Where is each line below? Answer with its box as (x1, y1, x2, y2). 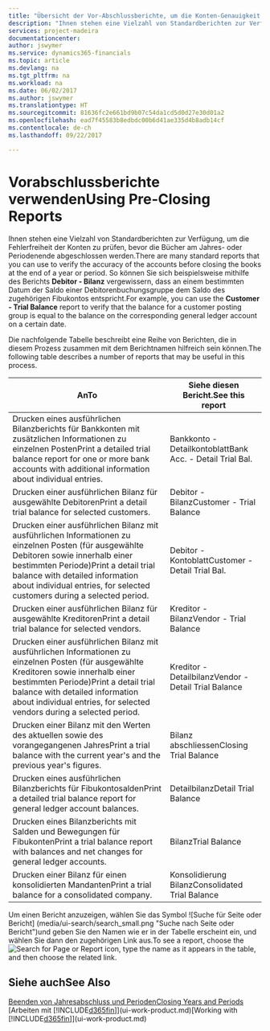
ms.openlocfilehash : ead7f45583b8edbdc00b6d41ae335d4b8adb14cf (8, 117, 225, 125)
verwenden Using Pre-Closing (8, 190, 211, 208)
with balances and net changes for (12, 845, 143, 857)
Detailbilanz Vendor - (170, 671, 249, 682)
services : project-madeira (8, 27, 99, 35)
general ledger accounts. (12, 856, 107, 867)
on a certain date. (8, 319, 67, 329)
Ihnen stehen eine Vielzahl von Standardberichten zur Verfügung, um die (8, 234, 250, 243)
